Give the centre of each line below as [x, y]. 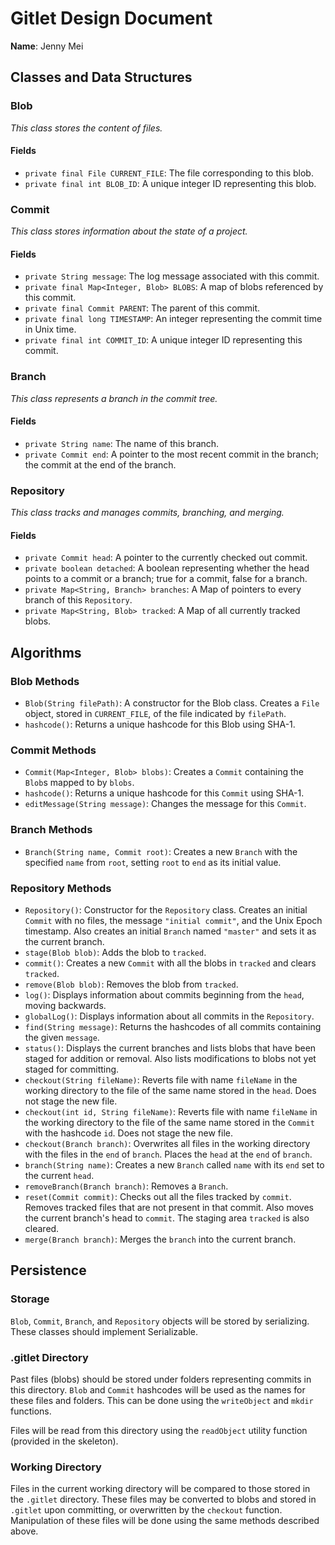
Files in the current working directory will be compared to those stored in [160, 1489]
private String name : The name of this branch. [122, 443]
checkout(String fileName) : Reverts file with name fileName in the [161, 1079]
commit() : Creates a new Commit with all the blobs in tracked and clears [170, 963]
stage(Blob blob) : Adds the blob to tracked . [115, 952]
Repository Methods [61, 888]
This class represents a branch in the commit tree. [114, 398]
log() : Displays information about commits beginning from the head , [164, 994]
